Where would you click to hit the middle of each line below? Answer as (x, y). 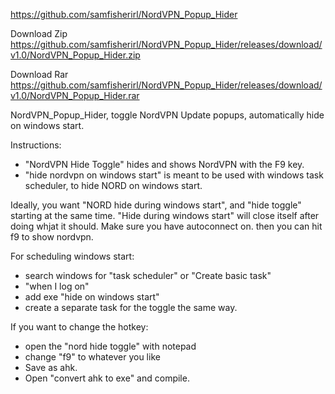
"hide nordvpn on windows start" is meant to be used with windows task (174, 175)
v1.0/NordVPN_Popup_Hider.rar (75, 95)
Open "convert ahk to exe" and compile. (107, 378)
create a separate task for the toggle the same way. (131, 307)
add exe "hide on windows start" (92, 297)
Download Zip (39, 33)
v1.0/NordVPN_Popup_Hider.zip (75, 55)
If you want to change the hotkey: (79, 327)
